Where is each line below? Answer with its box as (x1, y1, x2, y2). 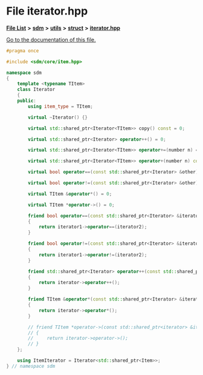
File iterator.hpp (6, 4, 88, 18)
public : (17, 98, 36, 104)
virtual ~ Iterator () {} (28, 114, 88, 121)
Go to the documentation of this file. (6, 36, 96, 43)
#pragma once (6, 47, 39, 54)
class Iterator (17, 87, 56, 93)
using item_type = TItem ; (28, 103, 94, 110)
